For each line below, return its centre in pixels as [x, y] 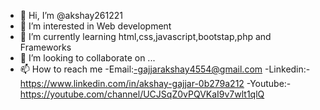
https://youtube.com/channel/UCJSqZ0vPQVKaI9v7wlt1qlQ [142, 94]
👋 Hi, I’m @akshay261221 [71, 15]
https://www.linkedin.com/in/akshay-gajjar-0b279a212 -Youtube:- [155, 83]
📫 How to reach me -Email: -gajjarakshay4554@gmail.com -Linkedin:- [165, 69]
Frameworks [45, 47]
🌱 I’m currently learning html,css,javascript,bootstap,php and [145, 36]
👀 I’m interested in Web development [95, 26]
